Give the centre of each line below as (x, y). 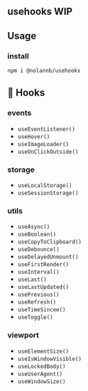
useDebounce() (38, 250)
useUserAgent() (40, 374)
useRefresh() (37, 302)
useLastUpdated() (43, 287)
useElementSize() (43, 351)
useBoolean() (37, 235)
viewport (23, 335)
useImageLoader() (43, 144)
